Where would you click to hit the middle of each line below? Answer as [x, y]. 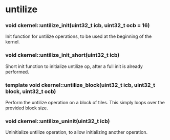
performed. [17, 72]
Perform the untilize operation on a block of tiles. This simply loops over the [85, 103]
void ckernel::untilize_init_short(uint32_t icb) [62, 55]
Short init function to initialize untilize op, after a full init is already [74, 66]
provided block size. [27, 108]
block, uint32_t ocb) [31, 91]
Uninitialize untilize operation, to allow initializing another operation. [77, 132]
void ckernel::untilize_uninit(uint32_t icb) [58, 121]
